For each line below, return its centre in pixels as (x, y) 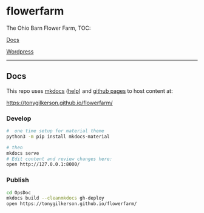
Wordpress (20, 51)
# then (15, 147)
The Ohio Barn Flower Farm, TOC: (49, 28)
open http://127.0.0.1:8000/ (43, 164)
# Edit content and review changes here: (59, 159)
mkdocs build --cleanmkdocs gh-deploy (55, 198)
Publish (18, 180)
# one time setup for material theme (55, 131)
